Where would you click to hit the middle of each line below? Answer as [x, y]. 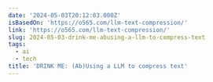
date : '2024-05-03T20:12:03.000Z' [65, 15]
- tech [26, 59]
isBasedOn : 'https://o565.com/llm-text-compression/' [98, 23]
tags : [17, 45]
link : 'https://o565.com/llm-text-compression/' [89, 30]
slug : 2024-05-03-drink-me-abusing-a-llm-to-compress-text [107, 37]
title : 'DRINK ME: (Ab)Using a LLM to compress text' [98, 66]
